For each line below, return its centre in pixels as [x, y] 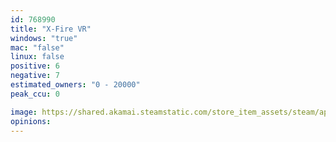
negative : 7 [35, 76]
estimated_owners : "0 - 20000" [75, 85]
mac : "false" [37, 47]
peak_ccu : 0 [35, 94]
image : [24, 112]
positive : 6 [35, 66]
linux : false [37, 57]
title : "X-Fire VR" [51, 29]
